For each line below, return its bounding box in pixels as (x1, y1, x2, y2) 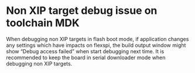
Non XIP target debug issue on (6, 4, 158, 17)
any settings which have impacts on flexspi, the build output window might (6, 42, 186, 49)
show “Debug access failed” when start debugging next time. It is (6, 48, 165, 54)
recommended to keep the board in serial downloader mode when (6, 54, 166, 61)
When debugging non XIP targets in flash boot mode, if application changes (6, 35, 189, 42)
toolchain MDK (6, 16, 80, 30)
